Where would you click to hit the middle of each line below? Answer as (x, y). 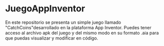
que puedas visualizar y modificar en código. (52, 38)
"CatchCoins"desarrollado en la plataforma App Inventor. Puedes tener (78, 27)
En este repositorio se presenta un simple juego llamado (63, 22)
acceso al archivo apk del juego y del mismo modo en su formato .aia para (82, 33)
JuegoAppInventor (45, 9)
